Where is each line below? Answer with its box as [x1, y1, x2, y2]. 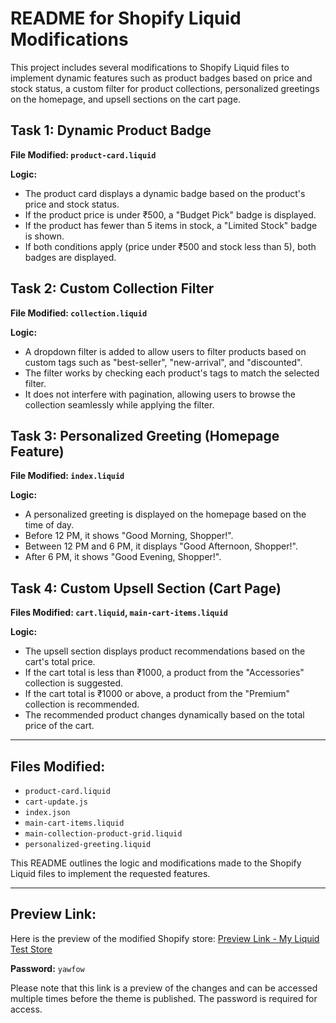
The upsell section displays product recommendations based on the [24, 645, 306, 657]
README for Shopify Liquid [10, 7, 242, 30]
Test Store [10, 943, 53, 955]
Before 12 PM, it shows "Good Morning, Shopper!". [24, 530, 234, 542]
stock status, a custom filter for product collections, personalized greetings [10, 82, 320, 94]
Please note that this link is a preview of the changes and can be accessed [10, 982, 318, 994]
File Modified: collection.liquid [10, 307, 148, 319]
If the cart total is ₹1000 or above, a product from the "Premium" [24, 688, 290, 700]
